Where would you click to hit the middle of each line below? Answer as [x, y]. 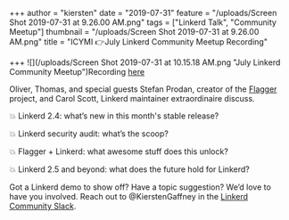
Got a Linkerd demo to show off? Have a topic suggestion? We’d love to [140, 187]
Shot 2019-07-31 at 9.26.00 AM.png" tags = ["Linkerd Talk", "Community [143, 22]
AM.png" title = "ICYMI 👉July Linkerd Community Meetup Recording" [138, 42]
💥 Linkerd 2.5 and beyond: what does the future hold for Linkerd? [129, 169]
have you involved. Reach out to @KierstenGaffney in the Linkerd [128, 196]
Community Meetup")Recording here [77, 72]
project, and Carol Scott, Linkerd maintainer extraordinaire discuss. [132, 98]
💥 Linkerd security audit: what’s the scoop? [89, 134]
